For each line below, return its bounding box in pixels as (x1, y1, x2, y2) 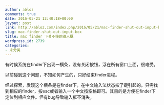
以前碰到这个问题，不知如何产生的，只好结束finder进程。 (5, 72, 120, 77)
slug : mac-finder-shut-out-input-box (5, 30, 82, 34)
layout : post (5, 20, 32, 26)
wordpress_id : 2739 (5, 39, 45, 44)
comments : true (5, 12, 36, 16)
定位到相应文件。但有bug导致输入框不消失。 (5, 94, 94, 100)
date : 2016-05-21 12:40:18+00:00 (5, 16, 73, 21)
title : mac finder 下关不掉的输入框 (5, 34, 74, 39)
